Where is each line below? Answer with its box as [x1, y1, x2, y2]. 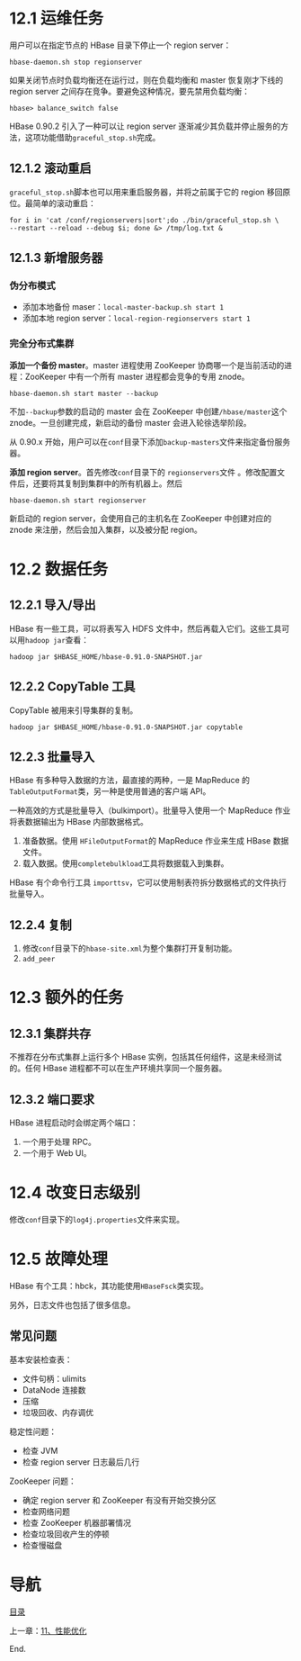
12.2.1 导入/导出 [9, 598, 96, 613]
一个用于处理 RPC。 [22, 1136, 96, 1147]
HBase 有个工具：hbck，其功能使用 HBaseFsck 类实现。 [9, 1280, 208, 1291]
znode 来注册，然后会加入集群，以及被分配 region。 [9, 524, 202, 535]
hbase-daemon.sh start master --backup [9, 389, 159, 398]
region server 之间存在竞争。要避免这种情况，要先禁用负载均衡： [9, 86, 250, 96]
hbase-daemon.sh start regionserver [9, 496, 146, 505]
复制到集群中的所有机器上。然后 [64, 478, 182, 489]
